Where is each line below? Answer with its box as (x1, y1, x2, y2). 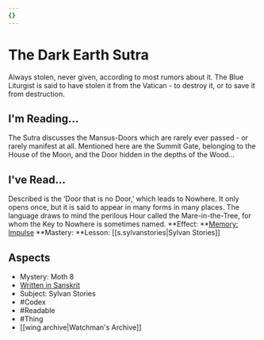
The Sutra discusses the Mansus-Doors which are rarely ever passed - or (8, 133, 248, 143)
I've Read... (8, 172, 66, 187)
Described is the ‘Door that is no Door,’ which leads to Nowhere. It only (8, 194, 239, 203)
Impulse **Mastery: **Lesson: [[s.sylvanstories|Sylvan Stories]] (8, 228, 220, 238)
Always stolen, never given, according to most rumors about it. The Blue (8, 72, 244, 82)
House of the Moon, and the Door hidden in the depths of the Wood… (8, 150, 235, 160)
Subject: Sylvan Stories (19, 289, 97, 298)
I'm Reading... (8, 112, 79, 126)
